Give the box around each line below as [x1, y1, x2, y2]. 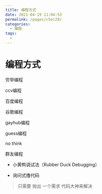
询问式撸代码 [12, 172, 39, 178]
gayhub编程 [5, 119, 30, 125]
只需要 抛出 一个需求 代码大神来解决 [17, 183, 92, 189]
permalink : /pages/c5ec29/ [5, 17, 62, 22]
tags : [5, 31, 17, 36]
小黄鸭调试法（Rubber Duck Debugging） [12, 161, 100, 167]
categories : [5, 21, 30, 27]
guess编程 [5, 130, 27, 136]
